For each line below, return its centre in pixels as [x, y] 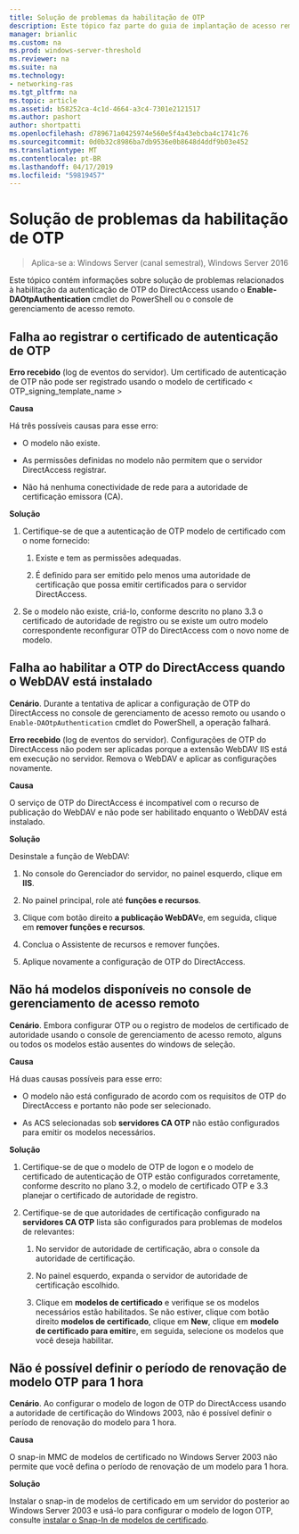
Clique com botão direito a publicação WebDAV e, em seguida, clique [149, 917]
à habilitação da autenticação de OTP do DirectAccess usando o [127, 290]
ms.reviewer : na [39, 59]
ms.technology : [37, 76]
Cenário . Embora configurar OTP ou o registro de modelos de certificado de [149, 1025]
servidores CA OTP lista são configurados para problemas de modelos [152, 1222]
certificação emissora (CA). [73, 497]
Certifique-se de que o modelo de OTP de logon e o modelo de [138, 1166]
